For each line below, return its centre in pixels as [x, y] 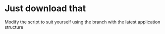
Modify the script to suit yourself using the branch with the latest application [82, 22]
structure [14, 27]
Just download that [45, 8]
